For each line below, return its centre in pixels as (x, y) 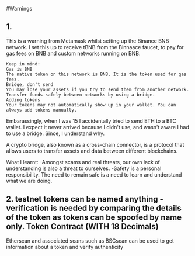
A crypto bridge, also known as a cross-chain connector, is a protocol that (95, 144)
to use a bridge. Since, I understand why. (55, 133)
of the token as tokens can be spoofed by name (94, 218)
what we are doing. (29, 181)
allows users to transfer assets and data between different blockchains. (92, 151)
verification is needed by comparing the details (94, 208)
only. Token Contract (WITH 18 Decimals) (82, 226)
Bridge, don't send (30, 84)
